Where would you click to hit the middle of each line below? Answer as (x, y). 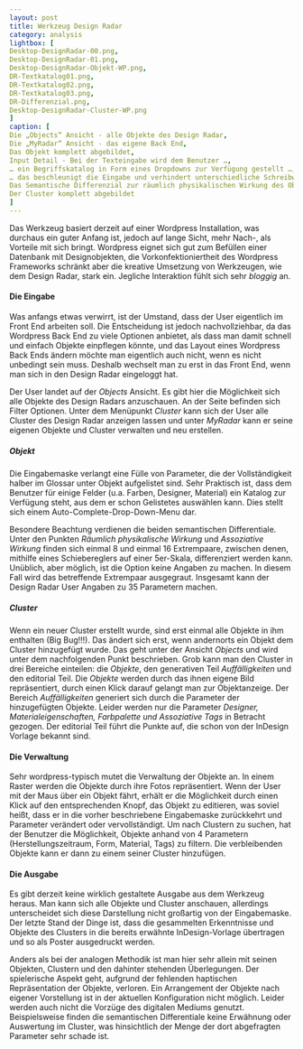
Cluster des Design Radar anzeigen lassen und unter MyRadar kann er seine (151, 421)
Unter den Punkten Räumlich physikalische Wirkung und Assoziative (137, 539)
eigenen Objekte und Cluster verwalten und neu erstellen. (116, 431)
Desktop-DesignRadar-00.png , (64, 51)
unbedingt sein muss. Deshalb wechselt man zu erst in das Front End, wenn (150, 365)
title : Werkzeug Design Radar (66, 26)
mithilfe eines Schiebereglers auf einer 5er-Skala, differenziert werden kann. (151, 558)
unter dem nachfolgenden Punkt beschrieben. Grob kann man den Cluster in (151, 659)
